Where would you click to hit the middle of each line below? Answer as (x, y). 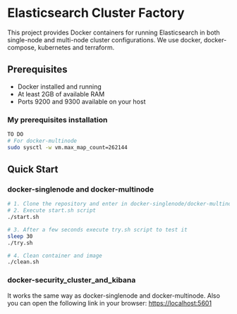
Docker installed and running (60, 87)
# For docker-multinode (42, 141)
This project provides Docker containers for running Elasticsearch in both (114, 32)
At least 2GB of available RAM (61, 94)
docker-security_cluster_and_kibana (72, 280)
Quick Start (33, 169)
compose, (22, 47)
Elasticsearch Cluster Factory (96, 13)
